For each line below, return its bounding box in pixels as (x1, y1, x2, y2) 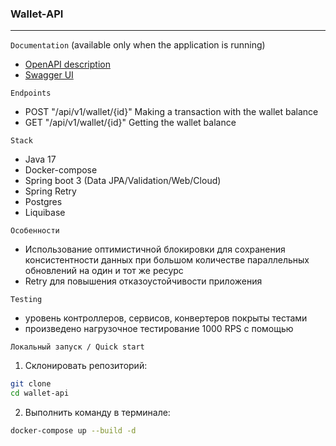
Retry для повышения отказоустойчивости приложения (24, 275, 263, 287)
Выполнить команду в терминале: (24, 407, 171, 419)
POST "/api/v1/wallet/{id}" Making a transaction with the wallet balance (24, 106, 319, 118)
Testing (10, 295, 43, 305)
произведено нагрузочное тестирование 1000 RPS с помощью (24, 323, 294, 335)
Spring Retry (24, 185, 77, 197)
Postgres (24, 196, 63, 208)
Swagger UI (24, 69, 74, 81)
